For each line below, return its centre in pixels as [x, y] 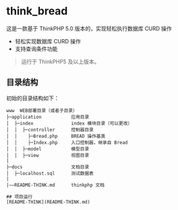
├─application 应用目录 [48, 117]
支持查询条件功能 [36, 49]
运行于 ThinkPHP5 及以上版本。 [60, 61]
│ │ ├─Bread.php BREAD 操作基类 [56, 136]
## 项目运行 [20, 197]
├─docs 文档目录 [48, 167]
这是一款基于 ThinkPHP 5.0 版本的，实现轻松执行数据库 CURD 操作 [89, 28]
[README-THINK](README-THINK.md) [48, 202]
